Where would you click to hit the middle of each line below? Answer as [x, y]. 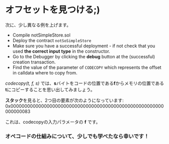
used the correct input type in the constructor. [61, 51]
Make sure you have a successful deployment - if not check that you [84, 46]
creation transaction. [34, 62]
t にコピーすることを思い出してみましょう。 [50, 89]
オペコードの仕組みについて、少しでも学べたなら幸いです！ [77, 136]
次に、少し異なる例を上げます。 [38, 25]
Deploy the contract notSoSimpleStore [52, 40]
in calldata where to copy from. [45, 73]
